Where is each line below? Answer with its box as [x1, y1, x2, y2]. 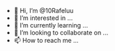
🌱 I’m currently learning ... [13, 21, 89, 29]
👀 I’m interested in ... [13, 14, 73, 22]
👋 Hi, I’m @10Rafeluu [13, 7, 74, 14]
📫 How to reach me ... [13, 37, 79, 44]
